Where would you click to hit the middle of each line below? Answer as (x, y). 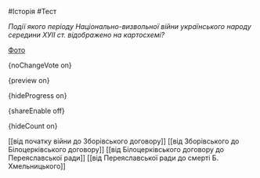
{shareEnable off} (36, 111)
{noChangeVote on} (40, 65)
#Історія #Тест (32, 11)
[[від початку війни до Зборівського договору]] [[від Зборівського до (124, 141)
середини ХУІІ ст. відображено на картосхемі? (87, 35)
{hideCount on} (33, 126)
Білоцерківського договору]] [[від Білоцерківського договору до (116, 149)
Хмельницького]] (37, 166)
